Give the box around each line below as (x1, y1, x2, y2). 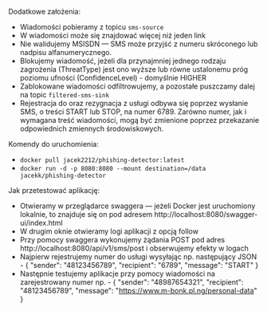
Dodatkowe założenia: (8, 7, 81, 16)
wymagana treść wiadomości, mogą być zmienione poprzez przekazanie (19, 116, 260, 124)
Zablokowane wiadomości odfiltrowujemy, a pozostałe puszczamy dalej (19, 81, 255, 91)
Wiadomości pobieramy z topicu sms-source (19, 22, 164, 31)
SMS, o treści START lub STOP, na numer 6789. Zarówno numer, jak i (19, 107, 247, 116)
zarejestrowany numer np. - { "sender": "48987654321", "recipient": (19, 278, 244, 286)
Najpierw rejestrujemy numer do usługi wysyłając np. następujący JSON (19, 252, 257, 262)
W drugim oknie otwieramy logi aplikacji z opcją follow (19, 226, 199, 236)
